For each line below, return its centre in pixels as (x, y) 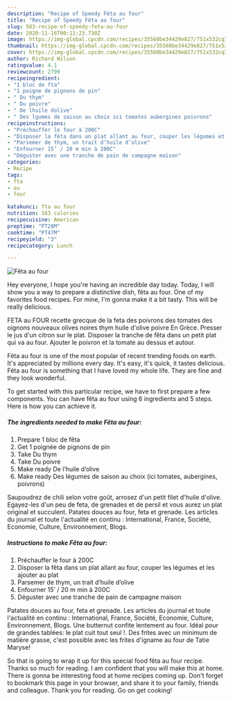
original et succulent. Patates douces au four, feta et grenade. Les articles (113, 512)
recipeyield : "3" (32, 239)
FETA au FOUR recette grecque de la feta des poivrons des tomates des (110, 321)
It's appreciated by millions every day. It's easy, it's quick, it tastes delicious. (116, 363)
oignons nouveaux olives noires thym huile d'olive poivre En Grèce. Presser (115, 328)
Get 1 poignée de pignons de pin (63, 447)
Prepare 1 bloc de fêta (49, 440)
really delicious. (29, 307)
